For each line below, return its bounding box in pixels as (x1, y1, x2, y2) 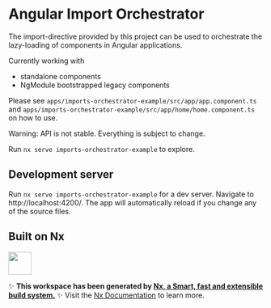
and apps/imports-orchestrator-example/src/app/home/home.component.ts (8, 104, 255, 114)
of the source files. (8, 206, 71, 216)
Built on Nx (8, 230, 65, 243)
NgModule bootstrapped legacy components (19, 80, 170, 90)
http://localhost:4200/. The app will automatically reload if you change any (8, 197, 257, 207)
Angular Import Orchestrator (8, 5, 205, 23)
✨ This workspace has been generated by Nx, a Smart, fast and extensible (8, 281, 264, 291)
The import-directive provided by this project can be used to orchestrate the (8, 32, 263, 41)
